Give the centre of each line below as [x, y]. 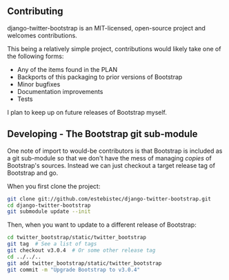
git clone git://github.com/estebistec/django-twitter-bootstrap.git [109, 199]
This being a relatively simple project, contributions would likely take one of [114, 48]
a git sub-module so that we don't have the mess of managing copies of [109, 158]
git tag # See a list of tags [52, 244]
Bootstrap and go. [33, 173]
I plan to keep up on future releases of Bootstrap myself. [87, 112]
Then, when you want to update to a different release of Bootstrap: [102, 225]
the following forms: [36, 56]
